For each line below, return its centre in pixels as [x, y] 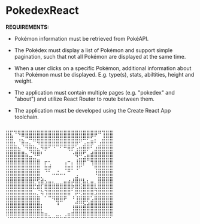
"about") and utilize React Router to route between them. [84, 99]
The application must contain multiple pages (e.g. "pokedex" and [94, 92]
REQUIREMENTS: [27, 27]
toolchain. [27, 117]
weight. [24, 81]
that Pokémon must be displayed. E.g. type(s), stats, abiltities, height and [104, 74]
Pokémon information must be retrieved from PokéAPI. [81, 38]
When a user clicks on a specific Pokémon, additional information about [103, 68]
